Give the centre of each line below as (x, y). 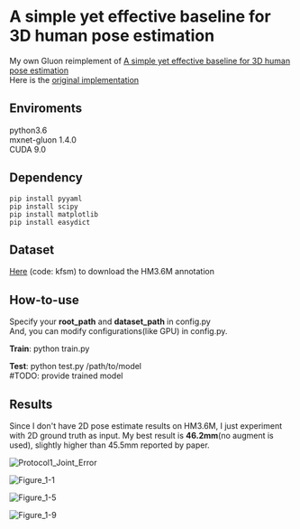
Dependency (46, 178)
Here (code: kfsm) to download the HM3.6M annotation (112, 272)
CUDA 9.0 (28, 149)
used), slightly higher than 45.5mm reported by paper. (109, 445)
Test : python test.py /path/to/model (76, 367)
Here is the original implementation (74, 79)
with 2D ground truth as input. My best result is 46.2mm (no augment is (141, 436)
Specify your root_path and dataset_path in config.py (110, 321)
